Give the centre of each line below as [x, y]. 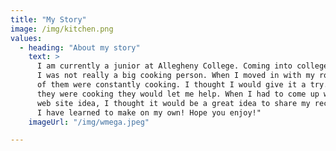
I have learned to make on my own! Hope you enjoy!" [149, 112]
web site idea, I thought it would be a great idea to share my [173, 103]
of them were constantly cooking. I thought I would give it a [171, 85]
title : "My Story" [48, 19]
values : [26, 38]
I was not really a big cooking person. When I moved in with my [175, 76]
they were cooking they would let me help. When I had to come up [178, 94]
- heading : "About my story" [80, 47]
